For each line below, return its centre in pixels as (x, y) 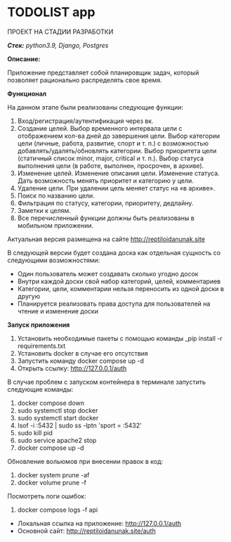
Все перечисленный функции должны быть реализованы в (106, 218)
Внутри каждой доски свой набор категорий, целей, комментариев (119, 281)
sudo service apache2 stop (57, 440)
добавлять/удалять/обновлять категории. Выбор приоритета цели (117, 150)
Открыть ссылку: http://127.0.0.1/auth (72, 368)
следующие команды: (40, 389)
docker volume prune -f (52, 482)
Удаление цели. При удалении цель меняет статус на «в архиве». (116, 188)
